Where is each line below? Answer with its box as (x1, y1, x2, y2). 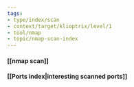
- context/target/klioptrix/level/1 (7, 23, 112, 29)
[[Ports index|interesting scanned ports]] (7, 73, 128, 81)
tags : (7, 10, 23, 17)
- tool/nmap (7, 29, 41, 36)
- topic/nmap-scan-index (7, 36, 78, 42)
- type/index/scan (7, 16, 60, 23)
